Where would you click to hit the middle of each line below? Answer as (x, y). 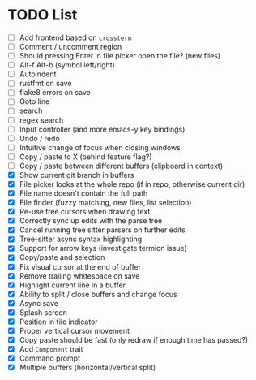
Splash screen (43, 312)
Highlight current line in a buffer (73, 285)
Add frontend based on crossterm (75, 37)
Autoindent (38, 74)
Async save (38, 303)
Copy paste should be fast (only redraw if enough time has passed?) (134, 340)
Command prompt (49, 358)
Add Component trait (51, 349)
